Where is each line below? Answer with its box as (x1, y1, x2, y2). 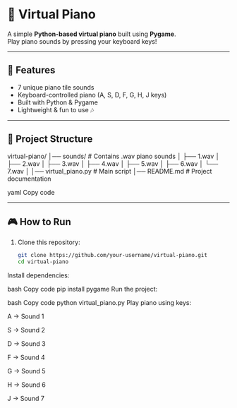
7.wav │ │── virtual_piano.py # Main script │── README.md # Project (7, 167, 212, 175)
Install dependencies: (7, 271, 70, 280)
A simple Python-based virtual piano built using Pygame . (7, 30, 176, 38)
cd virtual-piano (17, 258, 69, 265)
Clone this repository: (17, 238, 80, 246)
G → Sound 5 (7, 367, 46, 376)
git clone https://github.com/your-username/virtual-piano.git (17, 252, 208, 259)
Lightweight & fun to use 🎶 (17, 105, 95, 114)
